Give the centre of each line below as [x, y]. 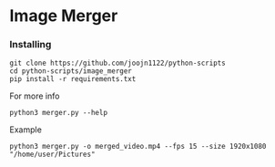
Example [26, 130]
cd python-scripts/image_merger [71, 71]
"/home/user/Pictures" [52, 155]
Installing [31, 45]
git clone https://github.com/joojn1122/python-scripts [117, 63]
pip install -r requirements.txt [73, 79]
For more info [35, 96]
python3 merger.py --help [58, 113]
